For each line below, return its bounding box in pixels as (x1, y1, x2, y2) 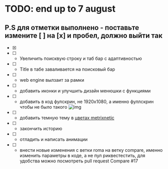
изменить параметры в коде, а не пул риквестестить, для (19, 153, 146, 158)
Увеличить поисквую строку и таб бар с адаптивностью (19, 55, 143, 61)
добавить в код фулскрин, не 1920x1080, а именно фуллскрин (19, 98, 154, 105)
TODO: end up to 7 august (5, 3, 116, 15)
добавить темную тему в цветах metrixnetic (19, 115, 115, 121)
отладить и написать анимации (19, 137, 88, 142)
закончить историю (19, 125, 62, 131)
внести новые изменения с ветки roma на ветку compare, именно (19, 147, 163, 153)
